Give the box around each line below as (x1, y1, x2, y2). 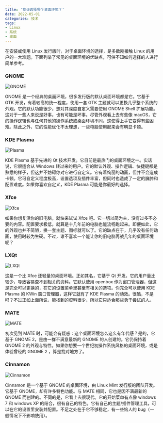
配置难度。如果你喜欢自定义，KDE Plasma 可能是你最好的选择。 (5, 181, 132, 187)
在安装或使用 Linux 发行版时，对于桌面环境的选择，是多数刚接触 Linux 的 (5, 48, 150, 54)
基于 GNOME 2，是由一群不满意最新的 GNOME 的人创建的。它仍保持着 (5, 337, 147, 342)
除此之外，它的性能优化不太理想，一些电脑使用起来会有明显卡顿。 (13, 124, 146, 130)
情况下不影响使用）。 (9, 412, 50, 418)
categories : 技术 (5, 16, 39, 21)
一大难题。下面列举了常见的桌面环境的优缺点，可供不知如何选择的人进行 (13, 54, 158, 60)
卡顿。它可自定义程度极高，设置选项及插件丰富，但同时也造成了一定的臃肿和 (5, 176, 158, 181)
